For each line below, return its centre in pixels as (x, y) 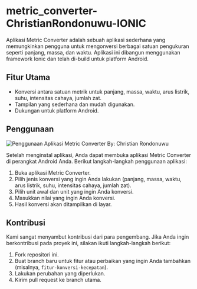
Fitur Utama (28, 77)
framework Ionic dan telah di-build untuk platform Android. (78, 59)
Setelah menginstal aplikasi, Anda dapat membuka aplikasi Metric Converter (99, 155)
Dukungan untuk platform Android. (57, 110)
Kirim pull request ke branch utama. (58, 280)
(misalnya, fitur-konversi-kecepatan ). (61, 267)
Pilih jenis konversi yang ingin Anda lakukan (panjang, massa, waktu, (98, 179)
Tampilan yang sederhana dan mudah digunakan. (75, 104)
